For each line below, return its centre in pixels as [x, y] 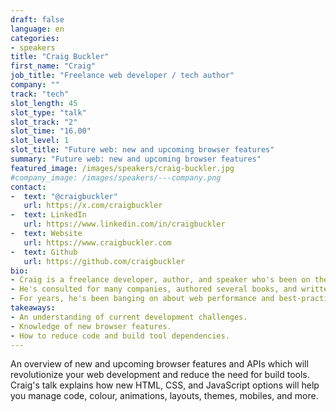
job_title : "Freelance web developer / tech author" [122, 76]
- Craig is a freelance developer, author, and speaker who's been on [160, 280]
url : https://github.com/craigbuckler [104, 261]
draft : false [37, 19]
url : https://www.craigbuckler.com [97, 242]
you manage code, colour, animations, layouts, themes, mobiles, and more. [164, 396]
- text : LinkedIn [48, 215]
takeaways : [33, 308]
